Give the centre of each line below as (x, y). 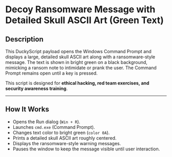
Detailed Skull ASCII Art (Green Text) (84, 20)
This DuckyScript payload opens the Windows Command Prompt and (79, 51)
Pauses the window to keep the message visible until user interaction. (86, 149)
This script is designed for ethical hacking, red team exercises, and (77, 83)
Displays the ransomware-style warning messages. (67, 143)
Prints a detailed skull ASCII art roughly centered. (64, 138)
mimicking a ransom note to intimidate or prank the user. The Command (81, 68)
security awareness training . (37, 88)
